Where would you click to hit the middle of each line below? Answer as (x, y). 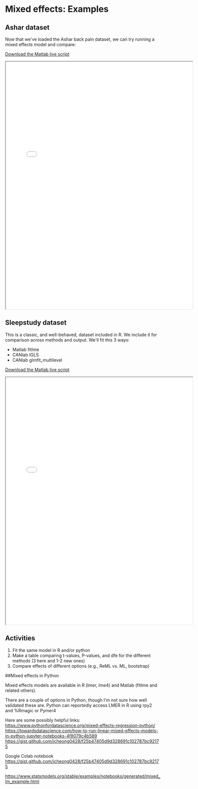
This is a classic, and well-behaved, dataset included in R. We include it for (81, 335)
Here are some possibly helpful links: (43, 720)
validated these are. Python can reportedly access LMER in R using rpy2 (79, 705)
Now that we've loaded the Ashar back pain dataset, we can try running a (80, 39)
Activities (20, 638)
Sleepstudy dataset (36, 323)
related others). (21, 690)
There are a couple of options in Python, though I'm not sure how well (76, 700)
